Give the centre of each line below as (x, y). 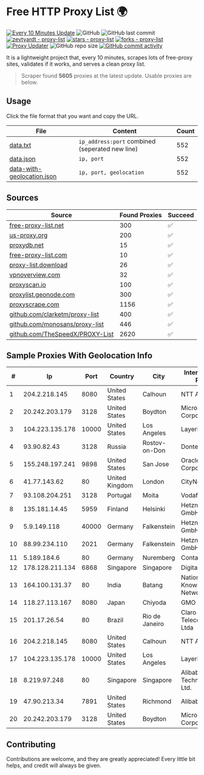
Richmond (157, 701)
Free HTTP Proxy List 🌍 (67, 12)
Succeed (181, 215)
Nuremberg (159, 558)
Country (122, 377)
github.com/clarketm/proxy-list (54, 314)
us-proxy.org (29, 235)
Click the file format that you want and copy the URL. (72, 116)
